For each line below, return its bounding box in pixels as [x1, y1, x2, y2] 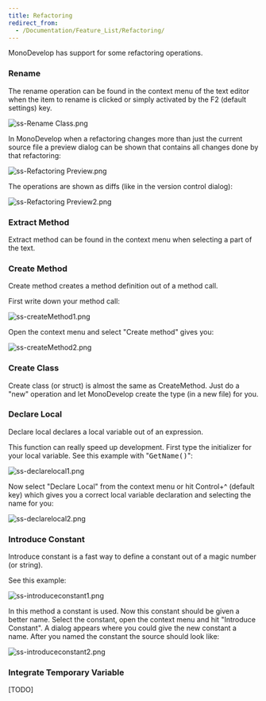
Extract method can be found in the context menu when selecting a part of [8, 234, 253, 244]
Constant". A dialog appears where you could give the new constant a [8, 623, 237, 633]
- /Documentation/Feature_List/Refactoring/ [15, 26, 165, 34]
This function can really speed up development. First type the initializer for [8, 442, 252, 451]
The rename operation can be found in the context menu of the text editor [8, 86, 250, 95]
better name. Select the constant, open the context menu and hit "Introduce [8, 615, 256, 625]
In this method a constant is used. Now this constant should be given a [8, 606, 240, 616]
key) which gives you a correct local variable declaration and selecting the [8, 490, 252, 499]
